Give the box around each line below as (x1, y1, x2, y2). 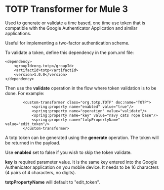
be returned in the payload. (5, 140, 61, 145)
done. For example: (5, 90, 44, 96)
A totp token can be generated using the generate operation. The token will (5, 135, 159, 141)
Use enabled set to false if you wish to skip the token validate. (5, 149, 132, 155)
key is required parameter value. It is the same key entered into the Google (5, 159, 157, 165)
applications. (5, 30, 31, 36)
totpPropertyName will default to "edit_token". (5, 179, 100, 185)
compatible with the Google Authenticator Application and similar (5, 25, 138, 31)
